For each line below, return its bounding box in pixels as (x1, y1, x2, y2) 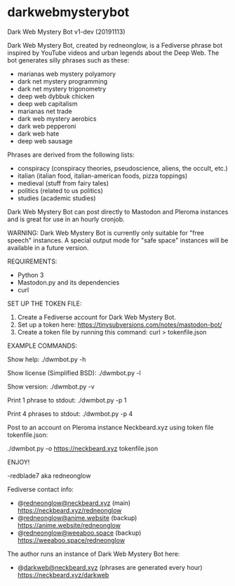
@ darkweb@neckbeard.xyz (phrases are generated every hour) (17, 563, 203, 571)
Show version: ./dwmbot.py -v (7, 382, 95, 391)
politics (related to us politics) (17, 186, 104, 195)
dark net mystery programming (17, 77, 108, 85)
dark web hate (17, 129, 60, 138)
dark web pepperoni (17, 122, 76, 130)
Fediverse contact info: (7, 485, 74, 493)
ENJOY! (7, 457, 30, 466)
